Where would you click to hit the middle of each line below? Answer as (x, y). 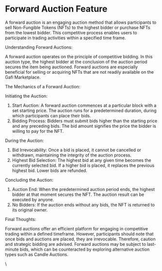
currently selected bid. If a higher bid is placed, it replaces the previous (83, 165)
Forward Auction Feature (56, 9)
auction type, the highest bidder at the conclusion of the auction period (76, 62)
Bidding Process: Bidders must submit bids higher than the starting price (85, 121)
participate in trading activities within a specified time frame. (65, 38)
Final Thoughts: (21, 219)
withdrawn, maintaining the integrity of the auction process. (72, 155)
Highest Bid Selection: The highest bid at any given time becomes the (81, 160)
